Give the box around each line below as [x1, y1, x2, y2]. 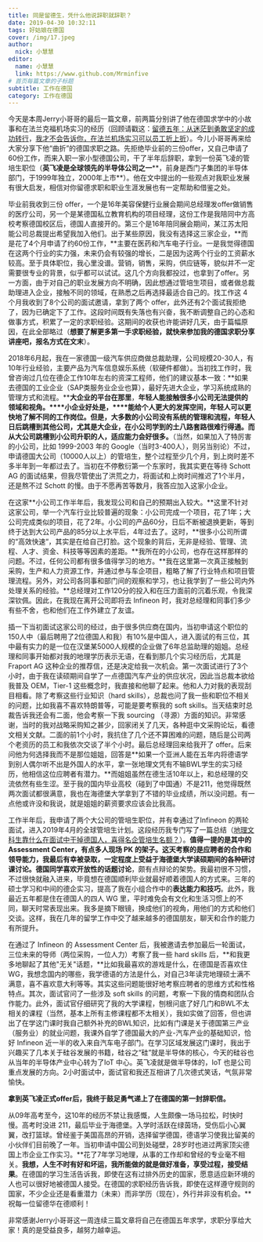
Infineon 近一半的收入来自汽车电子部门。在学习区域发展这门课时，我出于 [16, 1038, 251, 1047]
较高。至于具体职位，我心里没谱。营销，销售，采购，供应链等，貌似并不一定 [8, 258, 255, 268]
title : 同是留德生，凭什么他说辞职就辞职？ [8, 11, 132, 20]
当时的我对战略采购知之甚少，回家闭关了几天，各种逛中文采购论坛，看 [21, 720, 248, 730]
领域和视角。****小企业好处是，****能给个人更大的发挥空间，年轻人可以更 [8, 402, 252, 412]
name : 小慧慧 [15, 63, 54, 71]
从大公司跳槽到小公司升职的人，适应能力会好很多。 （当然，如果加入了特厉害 [8, 432, 252, 442]
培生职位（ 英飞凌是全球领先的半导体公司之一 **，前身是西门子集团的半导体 [8, 163, 249, 173]
